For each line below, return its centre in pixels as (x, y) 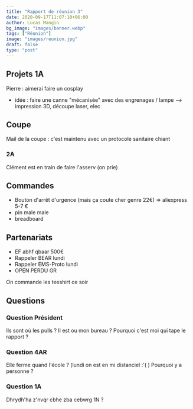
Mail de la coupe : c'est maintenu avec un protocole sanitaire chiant (88, 139)
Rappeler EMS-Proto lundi (46, 265)
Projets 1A (25, 74)
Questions (26, 300)
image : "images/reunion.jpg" (42, 39)
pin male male (32, 212)
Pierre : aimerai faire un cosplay (45, 88)
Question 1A (24, 387)
